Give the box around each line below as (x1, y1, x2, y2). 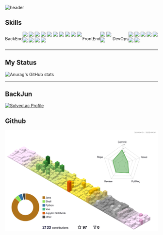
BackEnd (5, 35, 23, 41)
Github (5, 117, 26, 125)
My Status (5, 59, 37, 67)
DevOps (112, 35, 129, 41)
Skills (5, 18, 22, 27)
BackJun (5, 90, 33, 98)
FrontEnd (82, 35, 101, 41)
